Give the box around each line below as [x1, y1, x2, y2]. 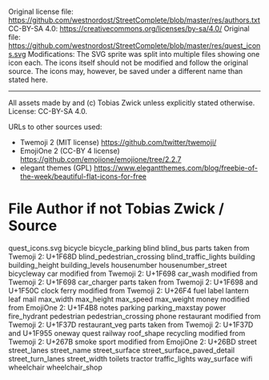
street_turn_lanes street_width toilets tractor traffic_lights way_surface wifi [8, 354, 253, 363]
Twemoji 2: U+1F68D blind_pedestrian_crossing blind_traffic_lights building [8, 252, 255, 261]
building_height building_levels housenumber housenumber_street [8, 260, 227, 269]
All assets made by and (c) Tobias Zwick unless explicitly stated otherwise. [8, 98, 255, 107]
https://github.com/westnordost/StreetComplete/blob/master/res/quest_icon [8, 41, 261, 51]
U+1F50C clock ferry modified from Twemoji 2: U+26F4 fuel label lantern [8, 285, 249, 295]
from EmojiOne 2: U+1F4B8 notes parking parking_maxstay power [8, 302, 227, 312]
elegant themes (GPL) [19, 164, 93, 172]
